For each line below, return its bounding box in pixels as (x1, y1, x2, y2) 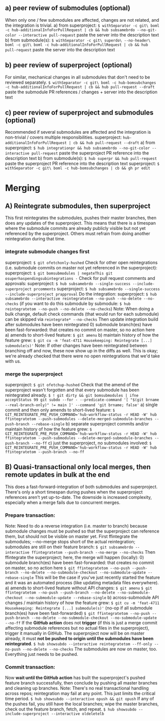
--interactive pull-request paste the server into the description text (18, 32, 159, 38)
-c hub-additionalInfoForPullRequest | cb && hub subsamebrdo (5, 27, 135, 33)
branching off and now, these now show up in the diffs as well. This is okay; (5, 347, 158, 353)
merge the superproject (5, 370, 63, 377)
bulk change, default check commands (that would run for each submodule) (5, 311, 159, 317)
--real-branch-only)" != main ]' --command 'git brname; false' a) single (5, 402, 158, 408)
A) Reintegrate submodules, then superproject (5, 202, 151, 210)
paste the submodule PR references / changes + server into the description (5, 89, 158, 95)
